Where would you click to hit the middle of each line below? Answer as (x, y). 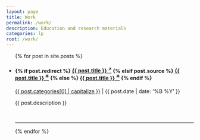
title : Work (21, 17)
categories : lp (25, 34)
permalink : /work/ (29, 23)
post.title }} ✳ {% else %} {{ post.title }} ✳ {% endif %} (83, 77)
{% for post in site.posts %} (49, 56)
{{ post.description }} (41, 103)
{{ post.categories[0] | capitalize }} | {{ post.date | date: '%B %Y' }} (97, 91)
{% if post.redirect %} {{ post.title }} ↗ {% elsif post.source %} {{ (97, 70)
